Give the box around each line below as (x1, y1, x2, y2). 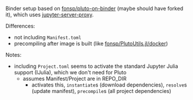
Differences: (5, 23, 36, 29)
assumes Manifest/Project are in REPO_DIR (22, 75, 127, 82)
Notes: (5, 51, 22, 58)
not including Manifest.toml (13, 34, 82, 40)
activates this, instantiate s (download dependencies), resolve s (31, 81, 187, 88)
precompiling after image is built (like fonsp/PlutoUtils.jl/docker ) (13, 40, 168, 47)
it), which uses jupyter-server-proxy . (5, 11, 94, 18)
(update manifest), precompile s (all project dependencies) (31, 88, 171, 94)
